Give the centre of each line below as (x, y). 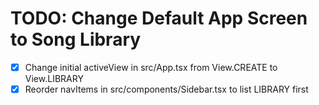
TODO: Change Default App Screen (159, 18)
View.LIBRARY (54, 78)
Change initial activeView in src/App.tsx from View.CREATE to (151, 67)
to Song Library (76, 39)
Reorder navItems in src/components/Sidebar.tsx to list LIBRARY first (166, 89)
